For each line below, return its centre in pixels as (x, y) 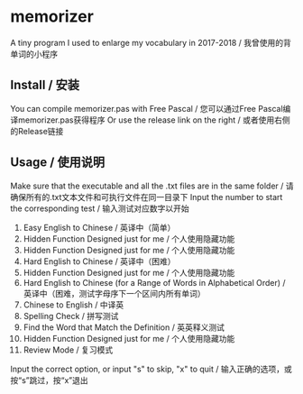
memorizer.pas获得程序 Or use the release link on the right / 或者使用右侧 (154, 120)
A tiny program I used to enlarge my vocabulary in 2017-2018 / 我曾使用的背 (151, 42)
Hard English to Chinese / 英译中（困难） (99, 261)
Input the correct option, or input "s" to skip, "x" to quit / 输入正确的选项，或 (151, 369)
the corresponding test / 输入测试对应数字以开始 (100, 208)
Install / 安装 (45, 85)
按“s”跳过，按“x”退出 (49, 380)
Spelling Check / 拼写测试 (71, 316)
